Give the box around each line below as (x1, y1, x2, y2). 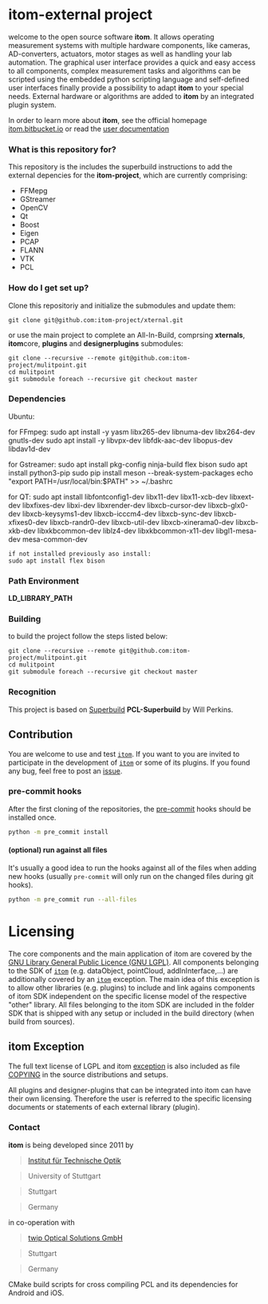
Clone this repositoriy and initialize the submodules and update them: (8, 300, 236, 310)
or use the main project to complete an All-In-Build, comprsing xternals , (8, 330, 246, 340)
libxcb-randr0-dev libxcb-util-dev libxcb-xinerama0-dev (49, 517, 235, 527)
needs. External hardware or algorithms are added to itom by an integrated (8, 91, 254, 101)
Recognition (8, 686, 57, 698)
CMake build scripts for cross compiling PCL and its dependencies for (8, 1279, 238, 1289)
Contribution (8, 728, 73, 741)
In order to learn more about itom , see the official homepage (8, 115, 207, 125)
